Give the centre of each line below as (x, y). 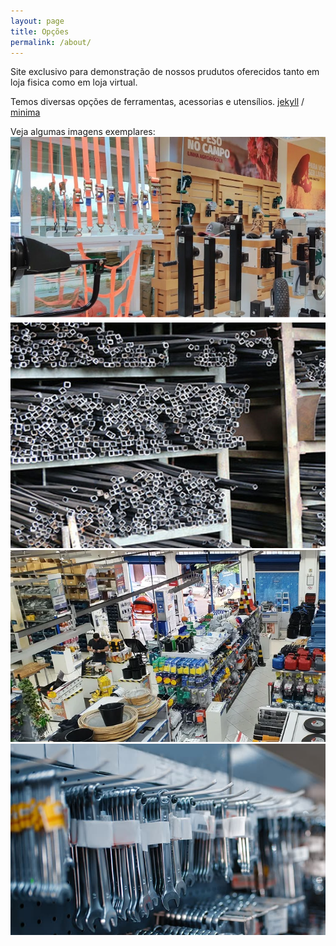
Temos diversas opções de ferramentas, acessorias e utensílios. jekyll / (157, 102)
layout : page (37, 21)
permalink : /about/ (51, 42)
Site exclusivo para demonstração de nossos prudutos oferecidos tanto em (165, 72)
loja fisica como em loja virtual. (74, 82)
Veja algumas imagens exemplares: (83, 132)
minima (25, 112)
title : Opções (40, 31)
